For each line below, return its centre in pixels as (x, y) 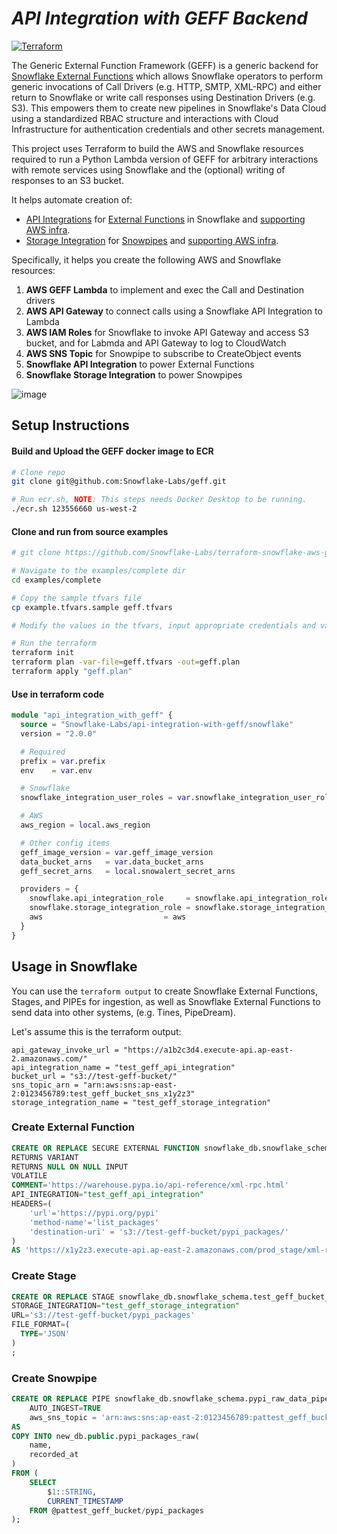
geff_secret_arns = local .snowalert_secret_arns (128, 871)
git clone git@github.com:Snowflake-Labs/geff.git (119, 482)
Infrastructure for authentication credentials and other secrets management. (168, 129)
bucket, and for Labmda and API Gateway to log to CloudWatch (156, 343)
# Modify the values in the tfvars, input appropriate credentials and (163, 625)
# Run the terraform (54, 643)
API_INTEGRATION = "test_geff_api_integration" (107, 1195)
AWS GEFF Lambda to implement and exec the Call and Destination (164, 289)
